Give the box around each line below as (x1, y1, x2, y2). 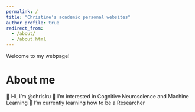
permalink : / (6, 8, 38, 15)
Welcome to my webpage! (6, 53, 70, 59)
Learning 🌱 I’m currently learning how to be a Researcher (6, 99, 145, 106)
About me (6, 73, 56, 87)
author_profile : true (6, 20, 60, 25)
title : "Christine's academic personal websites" (6, 14, 131, 20)
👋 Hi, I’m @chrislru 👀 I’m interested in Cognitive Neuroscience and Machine (6, 92, 189, 100)
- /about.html (11, 36, 46, 42)
